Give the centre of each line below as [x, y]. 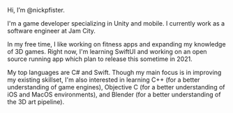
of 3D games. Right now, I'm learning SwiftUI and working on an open [107, 52]
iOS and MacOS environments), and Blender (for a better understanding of [114, 94]
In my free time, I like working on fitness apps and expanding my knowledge [116, 44]
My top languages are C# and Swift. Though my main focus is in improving [114, 72]
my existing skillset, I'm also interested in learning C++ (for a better [104, 80]
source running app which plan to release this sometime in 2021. [100, 59]
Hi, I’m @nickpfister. [36, 10]
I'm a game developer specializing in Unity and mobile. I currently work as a [116, 23]
